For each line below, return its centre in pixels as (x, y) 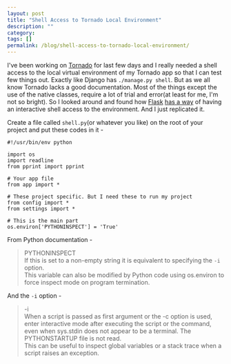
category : (21, 33)
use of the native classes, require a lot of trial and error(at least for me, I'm (113, 94)
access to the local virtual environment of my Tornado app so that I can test (114, 72)
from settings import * (41, 209)
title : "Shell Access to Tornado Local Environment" (84, 20)
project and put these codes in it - (55, 130)
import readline (30, 161)
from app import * (33, 185)
